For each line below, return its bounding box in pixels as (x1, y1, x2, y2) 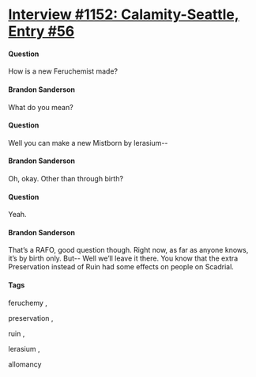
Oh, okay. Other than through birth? (8, 174, 124, 183)
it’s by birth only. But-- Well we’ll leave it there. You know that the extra (8, 253, 239, 263)
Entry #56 (8, 22, 75, 40)
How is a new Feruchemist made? (8, 67, 119, 76)
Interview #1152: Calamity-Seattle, (8, 6, 239, 24)
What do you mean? (8, 102, 73, 112)
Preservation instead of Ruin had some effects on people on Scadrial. (8, 262, 235, 272)
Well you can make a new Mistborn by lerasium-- (8, 138, 168, 147)
